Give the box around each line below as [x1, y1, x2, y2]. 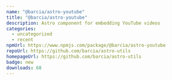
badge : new [6, 59, 34, 65]
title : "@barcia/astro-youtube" [6, 14, 88, 20]
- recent [11, 37, 34, 43]
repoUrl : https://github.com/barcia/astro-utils [6, 48, 131, 54]
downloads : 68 [6, 64, 42, 71]
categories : [6, 25, 36, 32]
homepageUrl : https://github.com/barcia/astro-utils [6, 54, 142, 60]
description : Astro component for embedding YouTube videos [6, 20, 161, 26]
